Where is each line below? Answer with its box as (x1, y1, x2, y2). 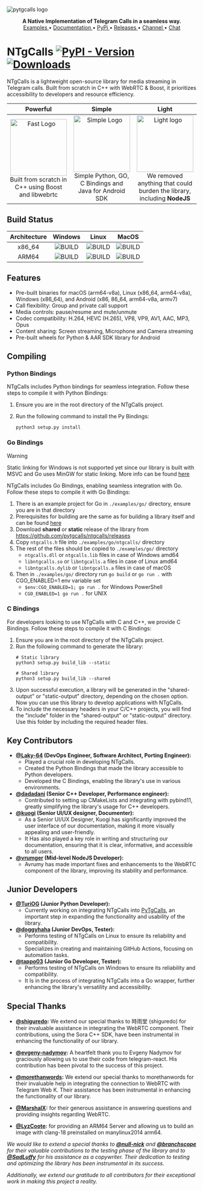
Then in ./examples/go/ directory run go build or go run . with (15, 570, 172, 577)
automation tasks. (24, 952, 69, 959)
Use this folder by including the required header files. (15, 718, 148, 725)
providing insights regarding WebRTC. (15, 1111, 110, 1118)
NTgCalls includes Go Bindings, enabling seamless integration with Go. (7, 482, 183, 489)
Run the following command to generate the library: (15, 643, 144, 650)
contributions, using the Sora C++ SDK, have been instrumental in (15, 1031, 180, 1039)
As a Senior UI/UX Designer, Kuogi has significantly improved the (24, 815, 186, 823)
